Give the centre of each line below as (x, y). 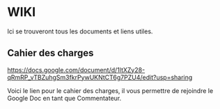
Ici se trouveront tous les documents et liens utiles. (80, 31)
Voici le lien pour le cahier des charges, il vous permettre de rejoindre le (110, 90)
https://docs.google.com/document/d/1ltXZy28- (76, 69)
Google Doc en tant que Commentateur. (64, 98)
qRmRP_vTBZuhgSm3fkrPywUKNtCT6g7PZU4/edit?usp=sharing (100, 77)
